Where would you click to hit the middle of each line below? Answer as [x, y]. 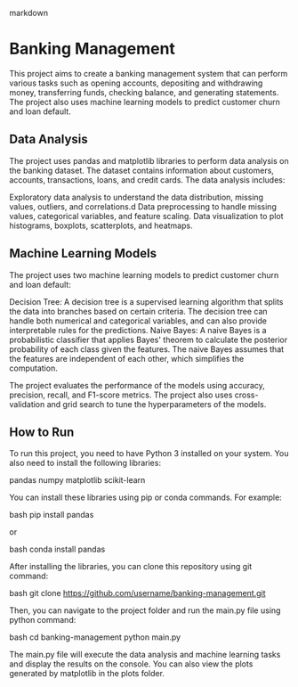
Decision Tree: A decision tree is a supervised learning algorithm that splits [146, 301]
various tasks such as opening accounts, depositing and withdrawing [136, 83]
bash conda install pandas [57, 549]
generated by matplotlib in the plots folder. [87, 674]
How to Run [42, 432]
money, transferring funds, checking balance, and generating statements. [144, 92]
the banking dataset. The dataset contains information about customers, [141, 170]
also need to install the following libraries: [85, 463]
